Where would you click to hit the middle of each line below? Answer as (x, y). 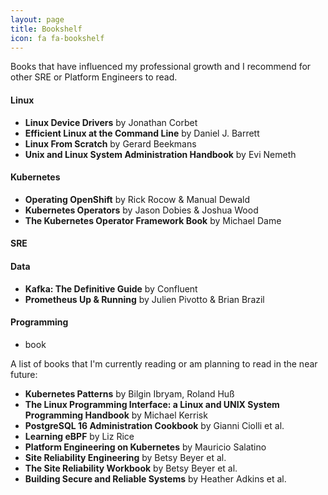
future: (24, 374)
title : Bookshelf (46, 29)
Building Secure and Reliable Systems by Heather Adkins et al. (155, 478)
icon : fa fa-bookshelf (57, 38)
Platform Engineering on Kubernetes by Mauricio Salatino (145, 447)
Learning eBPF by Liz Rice (79, 436)
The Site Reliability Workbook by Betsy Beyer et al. (131, 468)
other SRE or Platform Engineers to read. (94, 77)
